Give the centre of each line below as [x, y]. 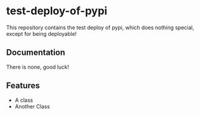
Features [23, 86]
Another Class [32, 106]
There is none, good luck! [38, 67]
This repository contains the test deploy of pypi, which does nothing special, [100, 27]
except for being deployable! [41, 33]
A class [24, 100]
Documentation [36, 53]
